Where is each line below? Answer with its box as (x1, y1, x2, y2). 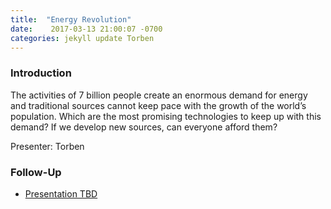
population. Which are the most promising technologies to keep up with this (10, 110, 322, 122)
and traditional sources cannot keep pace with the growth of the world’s (10, 99, 307, 111)
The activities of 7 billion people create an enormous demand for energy (10, 89, 308, 101)
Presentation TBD (24, 187, 98, 200)
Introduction (10, 66, 72, 80)
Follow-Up (10, 165, 62, 179)
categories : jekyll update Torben (10, 33, 155, 43)
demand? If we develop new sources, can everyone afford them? (10, 121, 278, 133)
